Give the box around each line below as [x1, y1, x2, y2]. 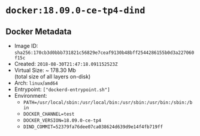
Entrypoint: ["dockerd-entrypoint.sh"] [14, 86, 110, 93]
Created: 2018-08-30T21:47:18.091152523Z [14, 61, 118, 67]
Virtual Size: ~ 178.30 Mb [14, 67, 76, 74]
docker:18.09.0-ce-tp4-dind [5, 5, 146, 16]
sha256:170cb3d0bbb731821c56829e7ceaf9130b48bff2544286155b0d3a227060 [14, 50, 195, 56]
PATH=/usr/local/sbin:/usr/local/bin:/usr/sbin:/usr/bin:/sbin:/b [23, 99, 193, 105]
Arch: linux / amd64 [14, 80, 58, 86]
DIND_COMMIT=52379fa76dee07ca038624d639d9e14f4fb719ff [23, 124, 163, 130]
